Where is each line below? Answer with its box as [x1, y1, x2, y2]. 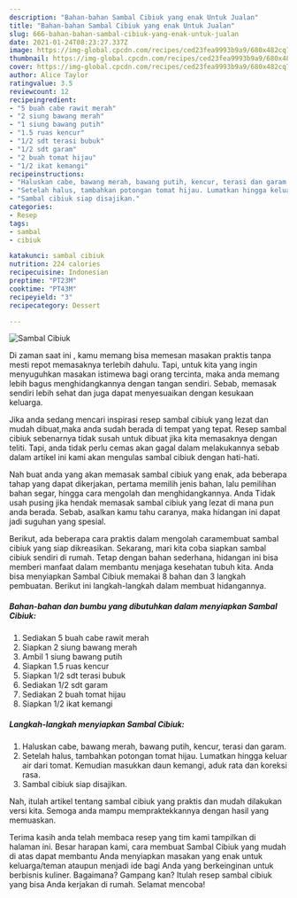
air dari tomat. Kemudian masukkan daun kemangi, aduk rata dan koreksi [21, 760, 287, 771]
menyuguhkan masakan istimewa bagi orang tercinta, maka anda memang [9, 369, 280, 379]
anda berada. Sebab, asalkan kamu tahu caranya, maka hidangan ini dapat [9, 507, 281, 518]
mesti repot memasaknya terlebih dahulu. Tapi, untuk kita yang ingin [9, 360, 258, 371]
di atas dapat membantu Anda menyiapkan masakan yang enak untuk [9, 851, 263, 862]
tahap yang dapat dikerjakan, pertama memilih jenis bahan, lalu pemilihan [9, 479, 277, 489]
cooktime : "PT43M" [9, 285, 77, 293]
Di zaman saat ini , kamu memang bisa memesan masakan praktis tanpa [9, 350, 271, 361]
